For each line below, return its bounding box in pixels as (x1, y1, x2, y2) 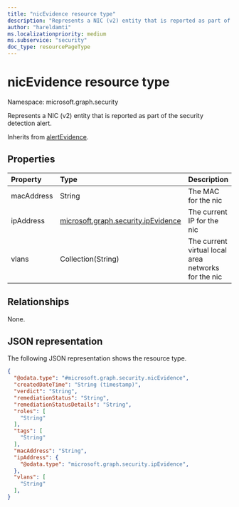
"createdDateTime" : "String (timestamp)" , (14, 381, 142, 388)
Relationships (7, 296, 70, 308)
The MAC (188, 186, 220, 196)
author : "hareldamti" (7, 23, 72, 31)
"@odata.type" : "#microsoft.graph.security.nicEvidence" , (14, 375, 190, 382)
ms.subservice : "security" (7, 37, 87, 44)
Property (11, 174, 42, 184)
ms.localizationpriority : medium (7, 30, 107, 38)
